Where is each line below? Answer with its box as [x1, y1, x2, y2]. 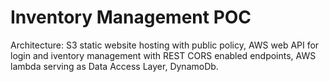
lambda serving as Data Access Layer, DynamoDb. [10, 60, 219, 72]
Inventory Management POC [10, 6, 252, 29]
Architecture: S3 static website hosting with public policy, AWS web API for [10, 39, 320, 51]
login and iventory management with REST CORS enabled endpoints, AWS [10, 49, 317, 61]
